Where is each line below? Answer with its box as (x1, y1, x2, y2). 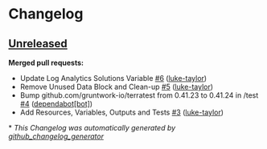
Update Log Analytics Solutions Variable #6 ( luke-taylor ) (19, 74, 207, 83)
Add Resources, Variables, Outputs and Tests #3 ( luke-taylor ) (19, 107, 224, 117)
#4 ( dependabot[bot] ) (19, 99, 93, 108)
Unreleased (8, 37, 68, 50)
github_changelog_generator (8, 131, 105, 141)
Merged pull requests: (8, 58, 84, 67)
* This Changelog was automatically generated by (8, 123, 176, 132)
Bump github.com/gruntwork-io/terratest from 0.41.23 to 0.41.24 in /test (19, 91, 259, 100)
